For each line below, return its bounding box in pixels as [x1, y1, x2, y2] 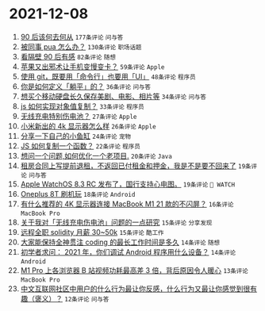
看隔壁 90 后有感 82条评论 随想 [20, 52, 116, 61]
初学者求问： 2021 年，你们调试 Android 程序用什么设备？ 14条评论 [20, 247, 236, 256]
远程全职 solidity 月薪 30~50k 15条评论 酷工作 [20, 227, 164, 236]
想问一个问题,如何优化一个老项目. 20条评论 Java [20, 151, 173, 160]
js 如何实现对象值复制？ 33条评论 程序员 [20, 101, 145, 111]
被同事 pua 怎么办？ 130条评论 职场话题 [20, 41, 142, 52]
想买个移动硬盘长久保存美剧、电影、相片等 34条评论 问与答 [20, 91, 207, 101]
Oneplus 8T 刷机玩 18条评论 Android [20, 189, 136, 198]
